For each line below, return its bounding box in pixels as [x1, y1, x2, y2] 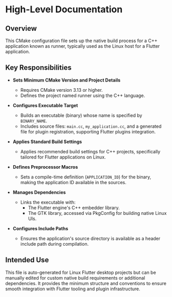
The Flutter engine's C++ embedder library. [28, 204, 120, 211]
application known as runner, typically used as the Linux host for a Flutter [5, 43, 160, 49]
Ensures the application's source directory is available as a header [20, 235, 161, 242]
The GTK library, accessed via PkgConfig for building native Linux [28, 210, 167, 216]
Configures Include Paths [12, 225, 68, 231]
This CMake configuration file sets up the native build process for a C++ [5, 37, 158, 44]
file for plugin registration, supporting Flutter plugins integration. [20, 128, 156, 134]
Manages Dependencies [12, 189, 66, 195]
